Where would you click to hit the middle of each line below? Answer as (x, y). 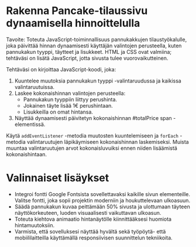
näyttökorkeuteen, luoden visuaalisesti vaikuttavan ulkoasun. (88, 212)
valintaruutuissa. (34, 87)
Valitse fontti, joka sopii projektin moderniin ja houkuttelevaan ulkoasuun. (102, 200)
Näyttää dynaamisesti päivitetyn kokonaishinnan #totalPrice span (93, 118)
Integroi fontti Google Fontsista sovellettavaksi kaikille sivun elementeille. (102, 194)
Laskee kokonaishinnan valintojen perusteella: (70, 93)
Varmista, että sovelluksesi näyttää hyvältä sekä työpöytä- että (90, 231)
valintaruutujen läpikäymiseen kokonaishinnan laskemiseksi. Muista (108, 142)
